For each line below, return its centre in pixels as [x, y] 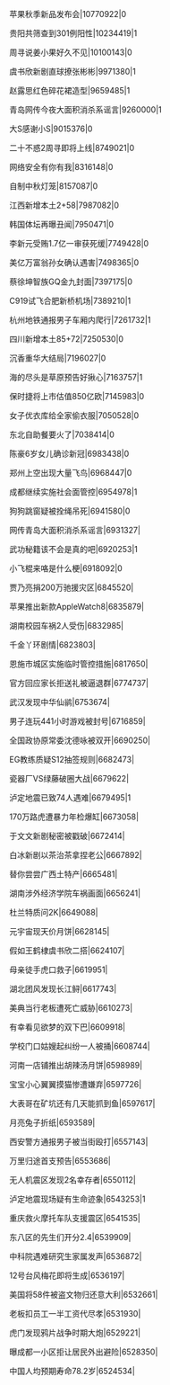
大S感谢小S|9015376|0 [51, 129]
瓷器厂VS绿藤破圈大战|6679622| [69, 778]
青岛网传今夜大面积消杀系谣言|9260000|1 [86, 110]
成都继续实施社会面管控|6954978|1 [73, 492]
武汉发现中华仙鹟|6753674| [59, 702]
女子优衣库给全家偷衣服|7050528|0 [74, 415]
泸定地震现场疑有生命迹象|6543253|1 [77, 1199]
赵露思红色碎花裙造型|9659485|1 [70, 90]
